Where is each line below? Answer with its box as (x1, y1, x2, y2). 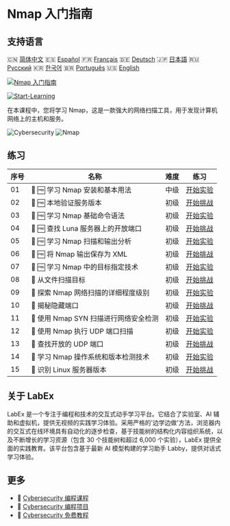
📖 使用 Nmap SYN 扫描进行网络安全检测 (31, 313, 159, 323)
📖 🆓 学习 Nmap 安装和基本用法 (31, 185, 132, 195)
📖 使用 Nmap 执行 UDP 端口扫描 (31, 326, 133, 336)
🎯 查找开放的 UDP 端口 (31, 339, 104, 349)
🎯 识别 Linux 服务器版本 (31, 364, 107, 374)
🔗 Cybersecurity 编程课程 (16, 494, 89, 502)
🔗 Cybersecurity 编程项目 (16, 503, 89, 511)
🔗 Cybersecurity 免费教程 (16, 511, 89, 519)
